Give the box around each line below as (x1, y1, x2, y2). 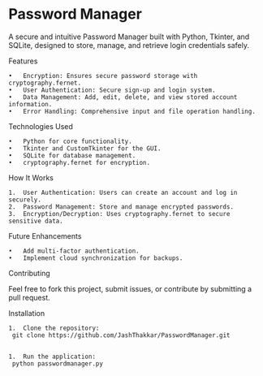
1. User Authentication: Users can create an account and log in (8, 188, 238, 197)
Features (8, 56, 38, 66)
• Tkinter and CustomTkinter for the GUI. (8, 144, 162, 153)
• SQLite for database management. (8, 151, 136, 159)
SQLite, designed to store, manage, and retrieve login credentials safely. (8, 40, 250, 50)
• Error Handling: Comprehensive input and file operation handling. (8, 107, 256, 115)
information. (8, 100, 53, 108)
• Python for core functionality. (8, 137, 132, 145)
